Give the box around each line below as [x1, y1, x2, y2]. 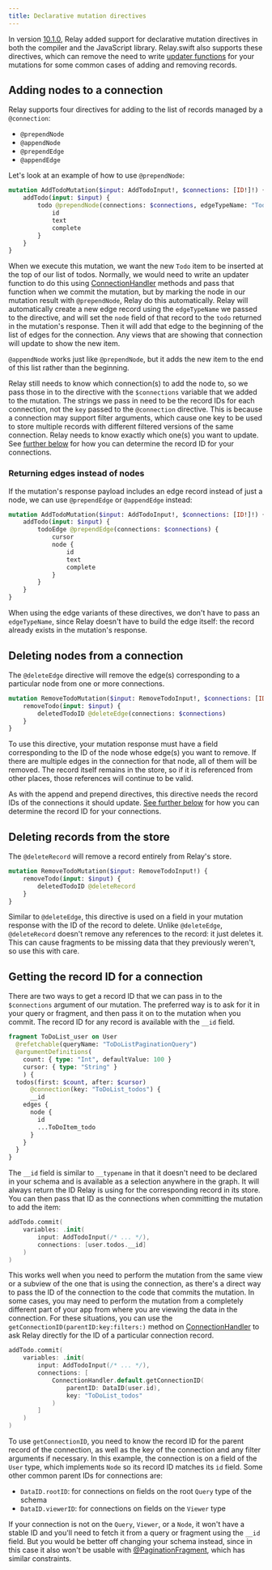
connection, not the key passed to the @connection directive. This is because [8, 404, 263, 414]
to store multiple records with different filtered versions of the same [8, 422, 234, 432]
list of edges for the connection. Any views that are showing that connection [8, 330, 263, 340]
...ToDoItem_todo [37, 1123, 96, 1131]
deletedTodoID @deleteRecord [37, 882, 136, 890]
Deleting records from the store [8, 830, 170, 843]
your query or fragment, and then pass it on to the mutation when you [8, 1009, 241, 1018]
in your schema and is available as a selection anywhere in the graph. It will [8, 1176, 260, 1187]
